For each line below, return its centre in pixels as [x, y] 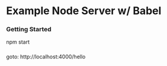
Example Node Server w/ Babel [84, 11]
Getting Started [29, 29]
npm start [18, 42]
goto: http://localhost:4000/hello [46, 57]
